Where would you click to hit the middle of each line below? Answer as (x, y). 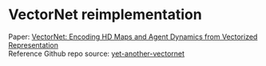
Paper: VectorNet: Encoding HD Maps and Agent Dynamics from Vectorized (133, 37)
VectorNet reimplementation (105, 15)
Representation (33, 45)
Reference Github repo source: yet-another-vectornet (97, 53)
